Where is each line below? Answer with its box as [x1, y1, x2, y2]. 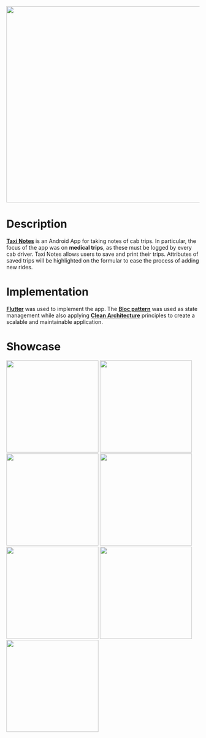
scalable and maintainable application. [6, 318, 103, 325]
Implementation [6, 285, 89, 299]
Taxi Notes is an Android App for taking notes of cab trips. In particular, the [6, 237, 197, 245]
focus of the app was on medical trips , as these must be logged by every [6, 244, 192, 251]
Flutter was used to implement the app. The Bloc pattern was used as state [6, 305, 198, 312]
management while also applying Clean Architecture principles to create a [6, 312, 195, 319]
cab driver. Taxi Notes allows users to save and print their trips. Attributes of [6, 250, 199, 258]
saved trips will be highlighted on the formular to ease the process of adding [6, 256, 199, 264]
